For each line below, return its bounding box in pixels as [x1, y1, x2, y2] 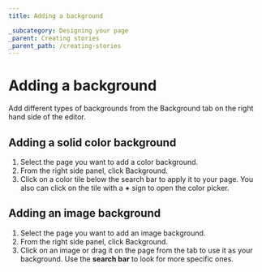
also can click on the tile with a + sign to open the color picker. [19, 183, 230, 192]
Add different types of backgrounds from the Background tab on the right [8, 103, 254, 114]
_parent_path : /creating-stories [8, 41, 122, 50]
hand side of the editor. [8, 112, 87, 122]
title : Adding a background [8, 11, 104, 20]
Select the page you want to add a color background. [19, 158, 199, 166]
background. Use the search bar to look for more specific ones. [19, 253, 234, 264]
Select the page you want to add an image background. [19, 228, 206, 238]
